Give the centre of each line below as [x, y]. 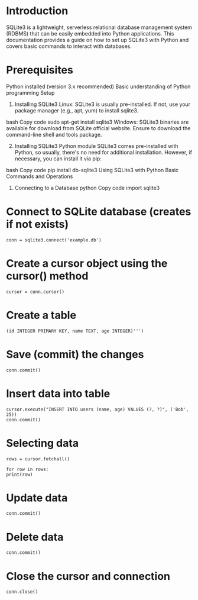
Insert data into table [58, 393]
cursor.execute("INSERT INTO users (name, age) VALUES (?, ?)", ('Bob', [98, 409]
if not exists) [38, 225]
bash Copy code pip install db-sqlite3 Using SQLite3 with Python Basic [92, 170]
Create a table [41, 315]
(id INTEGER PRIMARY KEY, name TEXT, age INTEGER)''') [75, 331]
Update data [37, 498]
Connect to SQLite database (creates [99, 212]
